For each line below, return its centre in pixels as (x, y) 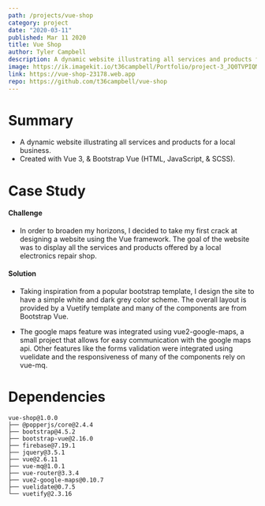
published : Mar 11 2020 (47, 37)
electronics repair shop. (58, 255)
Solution (22, 273)
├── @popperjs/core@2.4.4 (50, 425)
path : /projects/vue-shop (50, 15)
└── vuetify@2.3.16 (40, 493)
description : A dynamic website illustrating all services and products (130, 60)
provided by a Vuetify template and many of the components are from (133, 308)
